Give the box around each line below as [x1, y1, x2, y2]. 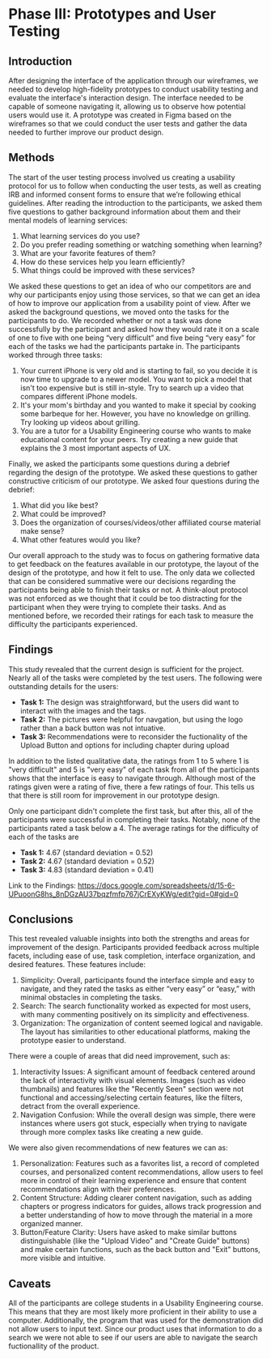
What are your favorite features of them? [19, 248, 156, 258]
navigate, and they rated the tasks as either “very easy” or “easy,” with [19, 984, 256, 994]
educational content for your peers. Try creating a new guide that [19, 434, 239, 444]
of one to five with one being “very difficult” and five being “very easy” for [8, 333, 256, 343]
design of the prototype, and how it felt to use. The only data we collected [8, 568, 256, 577]
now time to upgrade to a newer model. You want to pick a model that [19, 374, 252, 384]
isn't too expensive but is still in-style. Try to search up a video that [19, 382, 244, 393]
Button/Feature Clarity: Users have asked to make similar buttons [19, 1228, 237, 1238]
